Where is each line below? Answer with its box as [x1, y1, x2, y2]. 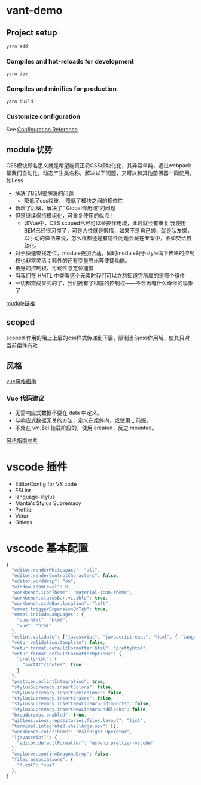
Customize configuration [6, 112, 81, 121]
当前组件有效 [6, 341, 38, 348]
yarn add [6, 43, 28, 49]
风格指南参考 [6, 437, 38, 444]
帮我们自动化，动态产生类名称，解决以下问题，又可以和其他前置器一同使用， [6, 169, 195, 176]
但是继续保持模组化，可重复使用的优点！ [14, 212, 115, 219]
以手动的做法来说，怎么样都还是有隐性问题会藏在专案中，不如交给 [23, 234, 187, 242]
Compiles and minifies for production [6, 85, 117, 93]
